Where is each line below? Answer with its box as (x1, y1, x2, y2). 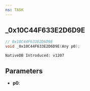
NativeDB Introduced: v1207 (5, 53, 65, 58)
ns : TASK (5, 7, 24, 13)
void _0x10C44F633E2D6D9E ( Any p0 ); (5, 44, 80, 49)
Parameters (5, 66, 43, 75)
